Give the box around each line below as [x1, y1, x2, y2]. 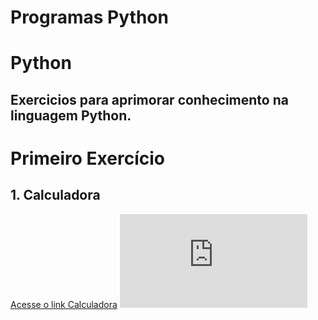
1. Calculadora [10, 187, 101, 204]
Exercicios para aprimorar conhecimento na [10, 91, 289, 108]
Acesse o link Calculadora [10, 298, 118, 310]
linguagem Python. [10, 107, 132, 124]
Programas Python [10, 6, 169, 29]
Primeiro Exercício [10, 147, 165, 170]
